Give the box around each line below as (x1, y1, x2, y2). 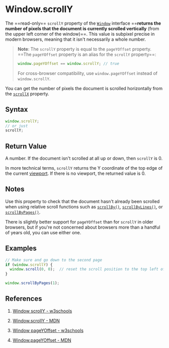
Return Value (5, 142, 47, 151)
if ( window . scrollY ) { (5, 262, 53, 267)
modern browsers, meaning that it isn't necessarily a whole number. (5, 36, 146, 42)
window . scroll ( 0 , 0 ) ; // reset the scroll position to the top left (10, 267, 158, 272)
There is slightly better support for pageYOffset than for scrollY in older (5, 219, 153, 225)
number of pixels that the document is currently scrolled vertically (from (5, 25, 159, 31)
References (5, 295, 42, 303)
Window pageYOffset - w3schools (12, 327, 84, 333)
